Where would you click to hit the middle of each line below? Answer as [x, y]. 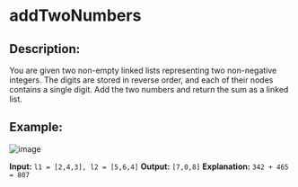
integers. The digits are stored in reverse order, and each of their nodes [141, 80]
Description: [45, 49]
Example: [36, 127]
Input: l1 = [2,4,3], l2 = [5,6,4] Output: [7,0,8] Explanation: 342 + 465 [149, 166]
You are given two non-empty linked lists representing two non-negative [143, 70]
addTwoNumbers [75, 16]
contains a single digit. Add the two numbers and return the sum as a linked [149, 89]
